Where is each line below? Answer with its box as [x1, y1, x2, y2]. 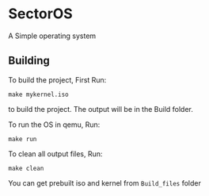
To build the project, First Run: [8, 75, 107, 84]
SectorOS [8, 5, 73, 23]
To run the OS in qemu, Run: [8, 120, 101, 129]
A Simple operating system [8, 31, 97, 40]
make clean [8, 164, 44, 172]
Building [8, 54, 50, 67]
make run [8, 135, 37, 143]
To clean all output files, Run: [8, 148, 103, 159]
